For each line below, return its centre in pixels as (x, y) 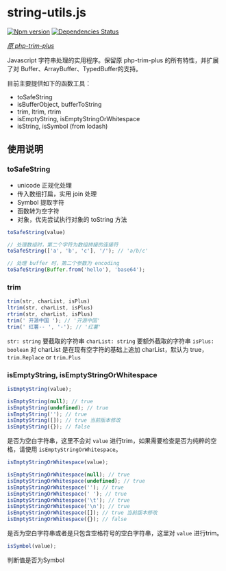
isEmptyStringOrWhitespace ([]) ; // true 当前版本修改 (82, 513)
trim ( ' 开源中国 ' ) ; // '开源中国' (54, 320)
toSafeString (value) (37, 232)
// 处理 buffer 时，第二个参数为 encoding (63, 264)
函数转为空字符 (38, 211)
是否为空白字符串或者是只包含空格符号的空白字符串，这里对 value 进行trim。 (115, 533)
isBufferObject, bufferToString (59, 104)
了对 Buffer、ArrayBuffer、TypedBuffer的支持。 (75, 68)
